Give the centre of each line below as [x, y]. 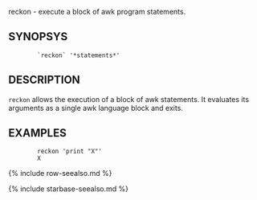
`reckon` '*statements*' [79, 55]
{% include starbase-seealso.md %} [69, 189]
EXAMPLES [37, 133]
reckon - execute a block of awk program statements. [97, 12]
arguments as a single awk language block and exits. [96, 108]
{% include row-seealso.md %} [60, 173]
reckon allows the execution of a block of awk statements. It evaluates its [129, 99]
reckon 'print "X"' [70, 152]
